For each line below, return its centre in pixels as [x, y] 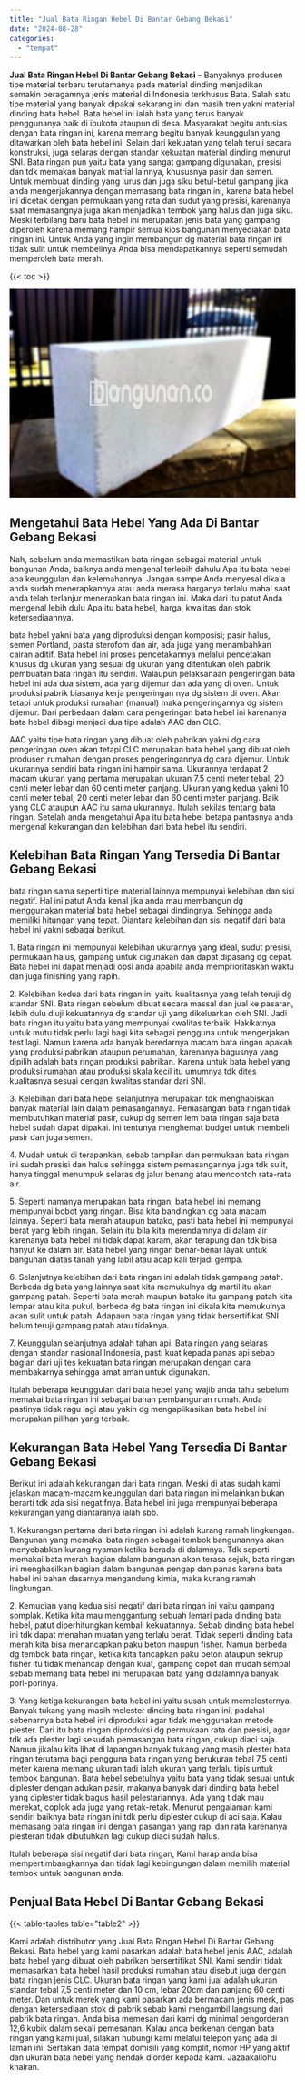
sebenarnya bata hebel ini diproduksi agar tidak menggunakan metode [142, 1721]
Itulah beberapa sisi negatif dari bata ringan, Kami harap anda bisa [134, 1854]
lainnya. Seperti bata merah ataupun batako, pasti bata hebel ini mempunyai [152, 1221]
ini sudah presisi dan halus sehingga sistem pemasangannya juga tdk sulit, [149, 1165]
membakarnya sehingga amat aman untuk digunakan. [110, 1372]
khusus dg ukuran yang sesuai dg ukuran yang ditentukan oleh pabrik [140, 663]
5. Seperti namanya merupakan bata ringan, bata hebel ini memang [135, 1202]
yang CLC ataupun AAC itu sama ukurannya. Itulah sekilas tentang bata [143, 807]
